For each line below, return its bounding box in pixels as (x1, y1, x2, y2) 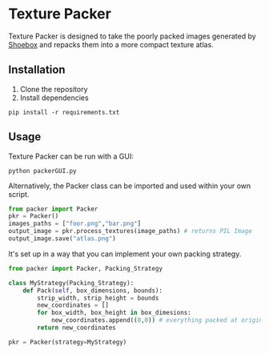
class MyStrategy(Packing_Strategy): (8, 279, 134, 287)
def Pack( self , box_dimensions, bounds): (22, 286, 163, 295)
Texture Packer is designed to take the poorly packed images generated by (8, 31, 256, 41)
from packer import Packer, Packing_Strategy (8, 264, 163, 272)
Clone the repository (19, 84, 88, 94)
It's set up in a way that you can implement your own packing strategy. (8, 249, 242, 259)
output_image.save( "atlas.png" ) (8, 235, 116, 243)
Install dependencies (19, 93, 90, 103)
